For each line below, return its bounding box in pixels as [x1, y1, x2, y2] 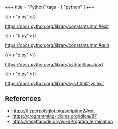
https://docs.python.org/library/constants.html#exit [5, 23, 109, 29]
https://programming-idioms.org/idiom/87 [12, 113, 97, 119]
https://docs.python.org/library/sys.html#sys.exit [5, 81, 104, 86]
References [5, 95, 41, 103]
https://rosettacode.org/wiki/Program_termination [12, 118, 113, 124]
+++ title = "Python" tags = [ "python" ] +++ [5, 4, 95, 10]
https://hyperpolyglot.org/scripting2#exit [12, 108, 95, 114]
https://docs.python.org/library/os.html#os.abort [5, 62, 103, 67]
